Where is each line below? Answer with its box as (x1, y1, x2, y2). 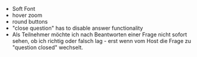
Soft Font (12, 5, 35, 12)
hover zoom (12, 12, 43, 19)
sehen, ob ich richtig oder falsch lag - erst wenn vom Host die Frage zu (12, 38, 192, 44)
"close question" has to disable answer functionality (12, 24, 143, 32)
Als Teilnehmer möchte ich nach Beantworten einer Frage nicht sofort (12, 31, 187, 38)
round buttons (12, 18, 48, 25)
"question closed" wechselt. (12, 44, 84, 51)
